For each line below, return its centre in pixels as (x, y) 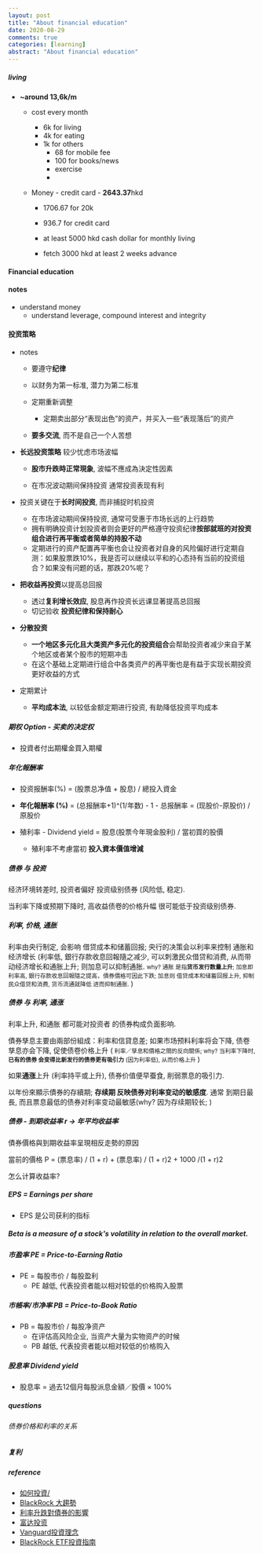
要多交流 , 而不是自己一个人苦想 (81, 435)
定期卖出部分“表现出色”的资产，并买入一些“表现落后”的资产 (139, 418)
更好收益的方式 (55, 673)
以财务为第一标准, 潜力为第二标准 (85, 385)
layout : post (29, 15)
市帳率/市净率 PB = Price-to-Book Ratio (73, 1305)
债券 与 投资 (27, 868)
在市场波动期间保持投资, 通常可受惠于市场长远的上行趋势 (122, 519)
